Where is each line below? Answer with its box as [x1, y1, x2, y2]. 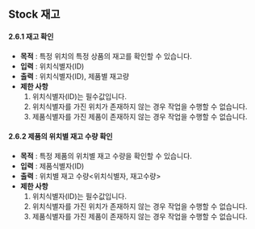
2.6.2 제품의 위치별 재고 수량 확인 [8, 131, 113, 141]
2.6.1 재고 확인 [8, 31, 54, 41]
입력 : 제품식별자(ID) [19, 160, 85, 171]
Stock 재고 [8, 7, 61, 22]
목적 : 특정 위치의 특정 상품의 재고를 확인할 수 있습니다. [19, 51, 192, 60]
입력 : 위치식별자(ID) [19, 61, 85, 71]
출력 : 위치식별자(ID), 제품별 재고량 [19, 71, 130, 81]
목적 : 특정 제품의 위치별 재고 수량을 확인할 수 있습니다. [19, 151, 192, 160]
